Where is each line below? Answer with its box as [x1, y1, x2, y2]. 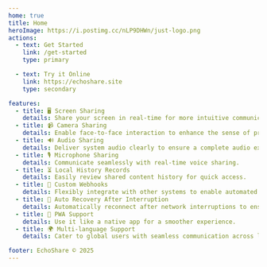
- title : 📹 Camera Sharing [15, 122, 107, 130]
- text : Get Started [15, 41, 83, 49]
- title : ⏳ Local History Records [15, 166, 130, 174]
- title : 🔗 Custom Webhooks [15, 180, 109, 189]
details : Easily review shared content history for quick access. [22, 173, 247, 181]
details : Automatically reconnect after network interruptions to [22, 203, 247, 211]
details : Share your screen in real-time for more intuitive [22, 114, 229, 122]
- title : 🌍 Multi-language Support [15, 225, 136, 233]
